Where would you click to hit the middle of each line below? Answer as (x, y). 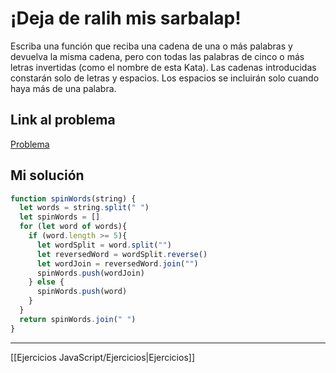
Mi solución (47, 175)
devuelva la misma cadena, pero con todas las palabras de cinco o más (157, 56)
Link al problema (63, 120)
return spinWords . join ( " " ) (78, 319)
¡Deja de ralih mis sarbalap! (126, 18)
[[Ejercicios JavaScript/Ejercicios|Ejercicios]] (103, 357)
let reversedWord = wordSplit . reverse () (122, 254)
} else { (46, 282)
